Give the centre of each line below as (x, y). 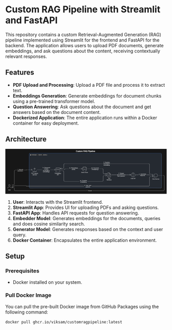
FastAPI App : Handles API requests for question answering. (76, 213)
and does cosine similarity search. (49, 224)
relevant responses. (26, 56)
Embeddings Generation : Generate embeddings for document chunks (87, 95)
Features (20, 73)
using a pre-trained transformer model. (54, 101)
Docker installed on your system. (47, 282)
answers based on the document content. (57, 112)
